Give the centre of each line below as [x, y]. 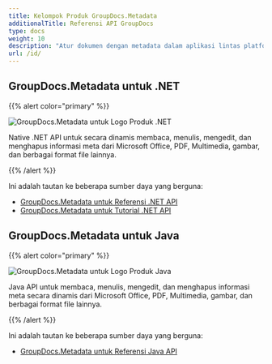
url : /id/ [25, 54]
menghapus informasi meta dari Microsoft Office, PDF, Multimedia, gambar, [134, 146]
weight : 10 [27, 39]
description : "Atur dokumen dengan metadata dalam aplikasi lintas [125, 46]
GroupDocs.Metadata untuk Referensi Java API [99, 351]
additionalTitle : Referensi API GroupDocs [81, 24]
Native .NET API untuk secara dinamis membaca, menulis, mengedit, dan [130, 137]
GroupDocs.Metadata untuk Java [94, 236]
